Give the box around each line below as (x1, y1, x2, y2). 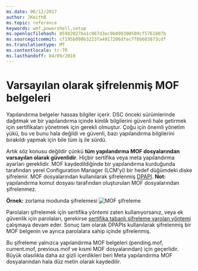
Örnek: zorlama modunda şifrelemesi (6, 197, 98, 204)
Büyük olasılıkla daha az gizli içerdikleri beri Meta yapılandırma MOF (6, 251, 173, 259)
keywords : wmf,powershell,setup (6, 25, 86, 31)
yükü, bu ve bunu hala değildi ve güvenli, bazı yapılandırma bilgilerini (6, 130, 175, 137)
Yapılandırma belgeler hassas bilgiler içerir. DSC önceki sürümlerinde (6, 111, 175, 118)
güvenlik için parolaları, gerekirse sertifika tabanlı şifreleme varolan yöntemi (6, 215, 191, 222)
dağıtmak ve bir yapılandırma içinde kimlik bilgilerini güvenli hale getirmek (6, 117, 187, 124)
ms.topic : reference (6, 20, 58, 26)
